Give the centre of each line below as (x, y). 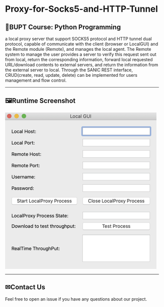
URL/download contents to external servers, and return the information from (82, 65)
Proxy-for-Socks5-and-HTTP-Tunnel (82, 9)
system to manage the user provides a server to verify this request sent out (81, 54)
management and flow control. (36, 80)
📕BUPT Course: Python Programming (63, 27)
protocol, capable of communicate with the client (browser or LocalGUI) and (82, 44)
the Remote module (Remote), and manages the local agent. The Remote (78, 49)
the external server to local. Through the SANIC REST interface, (69, 70)
